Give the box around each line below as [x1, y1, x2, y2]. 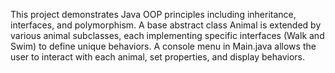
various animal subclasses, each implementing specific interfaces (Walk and [10, 30, 325, 41]
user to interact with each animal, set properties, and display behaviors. [10, 51, 305, 63]
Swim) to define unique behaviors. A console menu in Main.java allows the [10, 40, 317, 52]
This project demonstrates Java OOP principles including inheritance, [10, 9, 297, 20]
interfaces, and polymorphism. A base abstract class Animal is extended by [10, 19, 322, 31]
